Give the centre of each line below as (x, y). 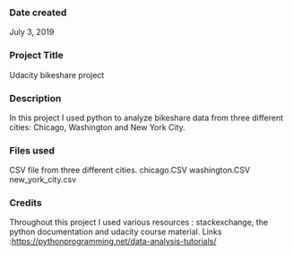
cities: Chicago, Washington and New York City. (97, 127)
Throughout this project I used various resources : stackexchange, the (139, 223)
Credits (26, 203)
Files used (32, 150)
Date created (38, 13)
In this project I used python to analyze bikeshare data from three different (146, 118)
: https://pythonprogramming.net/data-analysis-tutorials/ (113, 242)
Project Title (37, 56)
